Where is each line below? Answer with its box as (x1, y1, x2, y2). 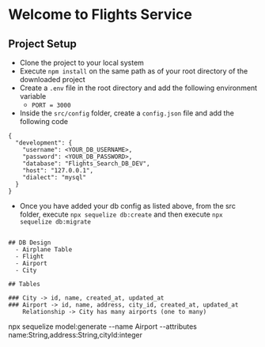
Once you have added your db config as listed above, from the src (19, 202, 236, 210)
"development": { (15, 139, 73, 147)
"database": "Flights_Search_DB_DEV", (22, 160, 150, 168)
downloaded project (19, 75, 85, 84)
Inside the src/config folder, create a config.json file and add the (19, 108, 235, 118)
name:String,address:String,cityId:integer (8, 330, 142, 339)
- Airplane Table (15, 246, 73, 254)
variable (19, 92, 47, 100)
